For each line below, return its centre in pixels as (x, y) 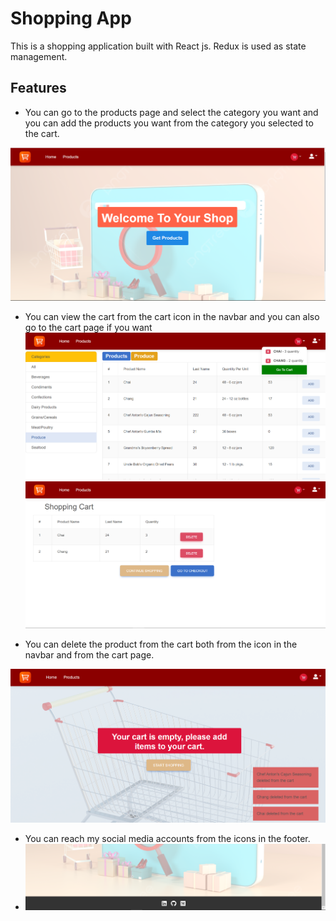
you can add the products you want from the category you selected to (169, 123)
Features (38, 88)
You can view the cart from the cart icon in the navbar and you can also (172, 317)
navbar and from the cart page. (89, 654)
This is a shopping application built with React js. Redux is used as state (158, 46)
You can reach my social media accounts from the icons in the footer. (167, 839)
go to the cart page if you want (88, 328)
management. (39, 56)
